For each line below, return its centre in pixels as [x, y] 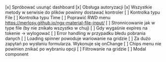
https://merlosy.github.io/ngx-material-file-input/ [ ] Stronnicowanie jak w [80, 23]
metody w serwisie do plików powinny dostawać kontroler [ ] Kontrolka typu [83, 12]
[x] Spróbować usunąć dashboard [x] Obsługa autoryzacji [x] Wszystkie [79, 7]
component [17, 54]
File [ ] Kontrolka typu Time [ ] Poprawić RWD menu [58, 17]
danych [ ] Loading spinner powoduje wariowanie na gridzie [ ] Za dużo [78, 38]
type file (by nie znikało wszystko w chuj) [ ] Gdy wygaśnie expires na [76, 28]
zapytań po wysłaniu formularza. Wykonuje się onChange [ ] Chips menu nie [83, 44]
